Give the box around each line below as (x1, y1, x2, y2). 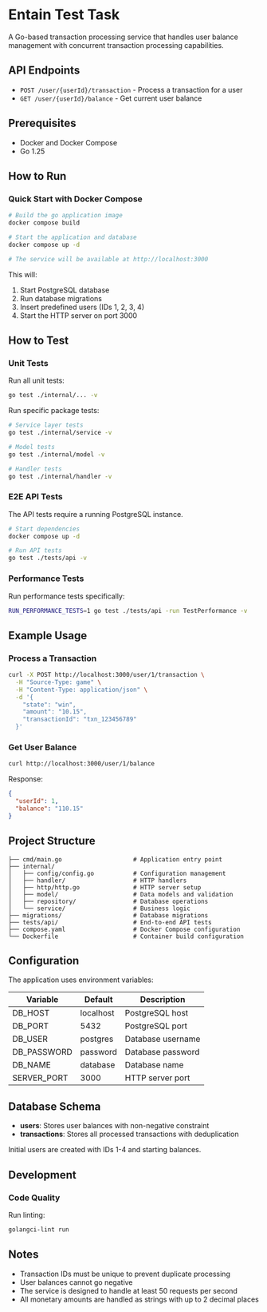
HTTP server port (124, 1072, 190, 1083)
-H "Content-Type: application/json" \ (15, 686, 148, 694)
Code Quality (8, 1192, 61, 1203)
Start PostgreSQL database (19, 285, 110, 295)
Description (139, 994, 186, 1005)
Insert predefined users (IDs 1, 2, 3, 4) (19, 302, 145, 312)
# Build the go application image (8, 212, 124, 220)
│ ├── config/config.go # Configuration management (8, 869, 226, 877)
